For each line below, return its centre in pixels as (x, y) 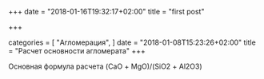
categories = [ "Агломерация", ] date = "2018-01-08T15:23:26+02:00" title (132, 42)
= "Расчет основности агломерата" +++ (77, 51)
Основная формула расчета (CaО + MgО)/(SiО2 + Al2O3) (105, 66)
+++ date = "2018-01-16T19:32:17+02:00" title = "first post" (106, 12)
